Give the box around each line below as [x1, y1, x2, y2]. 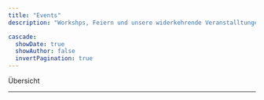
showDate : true [15, 40, 65, 48]
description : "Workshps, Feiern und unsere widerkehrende [8, 19, 202, 27]
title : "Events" [8, 11, 61, 20]
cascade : [8, 33, 37, 41]
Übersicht [8, 76, 41, 85]
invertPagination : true [15, 55, 93, 62]
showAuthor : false [15, 48, 76, 55]
